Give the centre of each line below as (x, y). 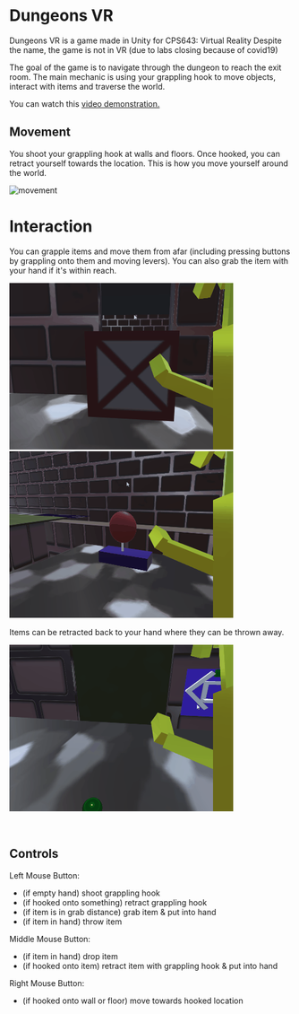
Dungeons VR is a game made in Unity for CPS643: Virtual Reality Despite (145, 40)
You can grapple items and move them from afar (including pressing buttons (150, 251)
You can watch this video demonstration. (85, 103)
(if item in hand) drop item (70, 956)
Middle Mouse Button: (50, 939)
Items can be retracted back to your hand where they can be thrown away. (147, 632)
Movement (40, 132)
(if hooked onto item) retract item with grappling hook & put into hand (150, 966)
